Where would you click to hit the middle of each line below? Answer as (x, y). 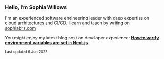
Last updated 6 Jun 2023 (26, 52)
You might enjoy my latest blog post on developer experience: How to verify (82, 38)
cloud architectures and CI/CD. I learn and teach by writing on (67, 23)
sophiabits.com (21, 28)
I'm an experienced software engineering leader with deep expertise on (77, 18)
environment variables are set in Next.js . (47, 43)
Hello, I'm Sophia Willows (36, 7)
